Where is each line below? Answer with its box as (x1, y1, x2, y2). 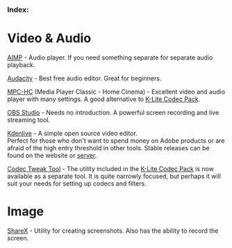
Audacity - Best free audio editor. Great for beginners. (7, 74, 162, 82)
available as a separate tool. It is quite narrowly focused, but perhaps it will (7, 172, 221, 180)
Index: (7, 5, 29, 15)
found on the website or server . (7, 151, 97, 159)
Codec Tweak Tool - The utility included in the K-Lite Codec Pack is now (7, 164, 214, 172)
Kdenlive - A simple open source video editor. (7, 129, 138, 137)
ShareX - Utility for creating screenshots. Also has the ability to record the (7, 227, 219, 235)
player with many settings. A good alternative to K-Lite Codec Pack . (7, 95, 201, 103)
